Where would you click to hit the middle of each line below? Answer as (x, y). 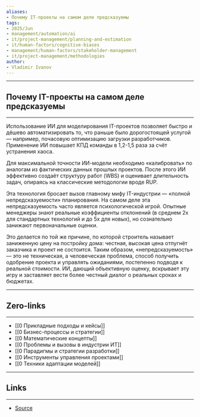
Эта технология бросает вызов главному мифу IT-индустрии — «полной (98, 194)
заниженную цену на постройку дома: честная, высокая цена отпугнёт (97, 243)
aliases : (17, 12)
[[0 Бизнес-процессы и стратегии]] (60, 332)
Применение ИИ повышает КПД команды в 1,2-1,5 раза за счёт (87, 145)
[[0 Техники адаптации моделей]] (57, 364)
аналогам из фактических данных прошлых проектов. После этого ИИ (96, 169)
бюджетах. (20, 282)
